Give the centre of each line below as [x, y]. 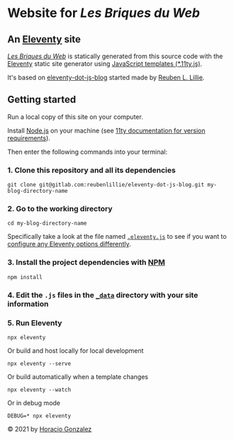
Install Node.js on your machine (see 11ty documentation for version [106, 130]
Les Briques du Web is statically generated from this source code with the [115, 56]
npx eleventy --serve [39, 363]
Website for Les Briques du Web [104, 13]
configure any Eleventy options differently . [69, 244]
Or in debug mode [34, 402]
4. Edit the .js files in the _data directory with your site [103, 295]
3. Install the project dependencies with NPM [86, 262]
